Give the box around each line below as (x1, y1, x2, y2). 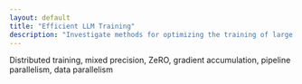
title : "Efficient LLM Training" (9, 22, 136, 31)
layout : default (9, 13, 71, 23)
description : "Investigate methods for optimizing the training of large (9, 30, 294, 39)
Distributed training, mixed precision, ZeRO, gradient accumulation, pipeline (9, 55, 291, 66)
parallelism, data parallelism (9, 64, 114, 75)
